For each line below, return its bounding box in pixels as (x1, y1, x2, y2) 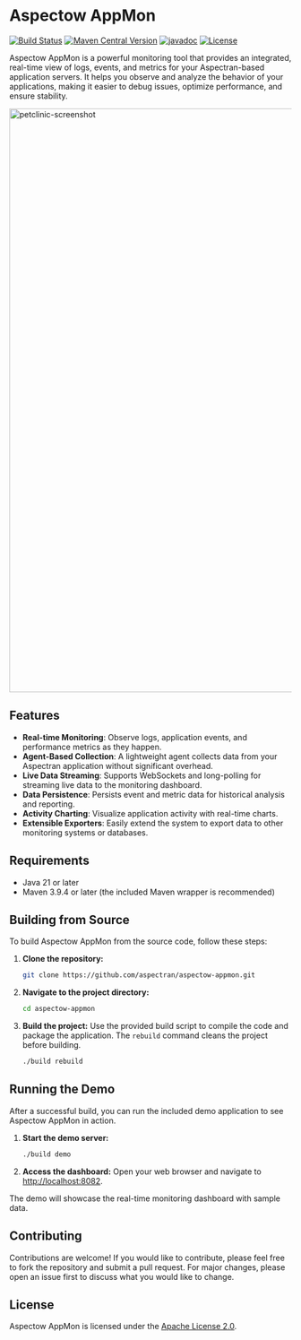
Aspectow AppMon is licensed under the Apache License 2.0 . (9, 1321, 237, 1332)
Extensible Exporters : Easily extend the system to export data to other (21, 817, 284, 828)
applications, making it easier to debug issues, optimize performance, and (9, 81, 283, 91)
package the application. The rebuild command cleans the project (21, 1030, 269, 1041)
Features (9, 708, 60, 723)
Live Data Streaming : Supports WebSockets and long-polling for (21, 770, 262, 781)
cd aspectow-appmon (21, 1005, 96, 1014)
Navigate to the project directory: (21, 987, 150, 998)
